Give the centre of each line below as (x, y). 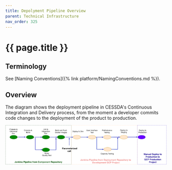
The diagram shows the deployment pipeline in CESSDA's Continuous (79, 107)
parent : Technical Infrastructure (42, 16)
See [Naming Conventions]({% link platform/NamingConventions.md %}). (83, 79)
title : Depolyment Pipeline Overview (46, 11)
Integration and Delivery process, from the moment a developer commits (82, 113)
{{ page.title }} (37, 47)
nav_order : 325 (21, 22)
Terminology (26, 66)
